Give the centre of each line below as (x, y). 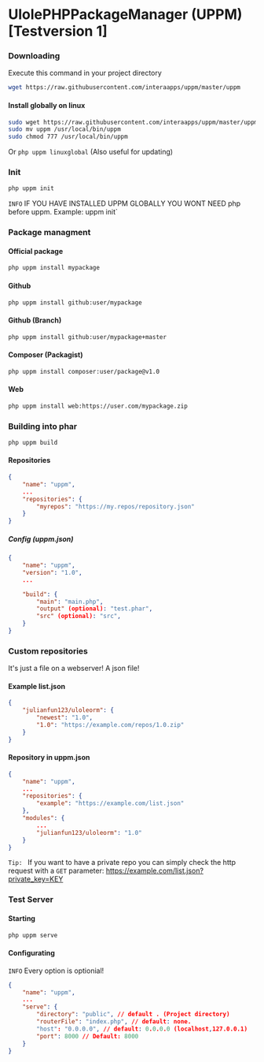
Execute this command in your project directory (85, 73)
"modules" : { (44, 818)
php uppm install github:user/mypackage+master (88, 337)
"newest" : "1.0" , (64, 718)
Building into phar (43, 426)
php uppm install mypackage (54, 268)
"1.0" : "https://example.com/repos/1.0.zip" (110, 725)
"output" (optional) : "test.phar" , (95, 609)
